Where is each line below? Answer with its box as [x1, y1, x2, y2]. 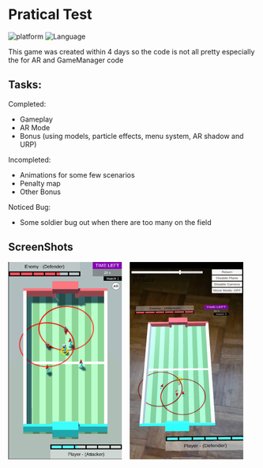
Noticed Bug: [8, 202, 51, 212]
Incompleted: [8, 155, 51, 164]
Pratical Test [8, 6, 92, 24]
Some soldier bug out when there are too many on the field [19, 217, 212, 227]
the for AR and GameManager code [8, 55, 124, 65]
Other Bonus [19, 187, 62, 197]
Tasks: [8, 78, 42, 92]
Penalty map [19, 178, 61, 188]
